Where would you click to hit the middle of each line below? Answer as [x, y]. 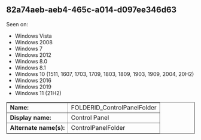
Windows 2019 [33, 87]
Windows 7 [29, 48]
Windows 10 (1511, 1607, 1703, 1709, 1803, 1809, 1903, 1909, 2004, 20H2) [104, 74]
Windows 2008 [33, 42]
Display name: [31, 117]
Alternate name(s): [37, 127]
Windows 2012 [33, 55]
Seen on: [17, 24]
